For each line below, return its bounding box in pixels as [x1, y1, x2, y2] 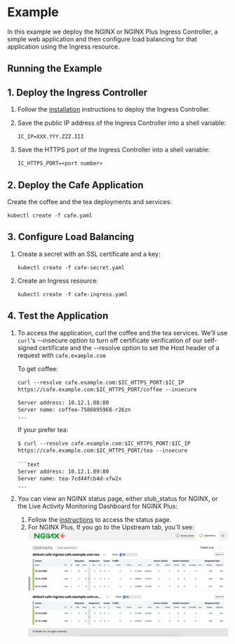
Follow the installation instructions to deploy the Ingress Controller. [17, 105, 210, 114]
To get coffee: [17, 364, 58, 373]
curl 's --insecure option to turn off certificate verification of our [17, 336, 203, 344]
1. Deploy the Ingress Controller [7, 86, 148, 98]
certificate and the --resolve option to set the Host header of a [39, 343, 220, 351]
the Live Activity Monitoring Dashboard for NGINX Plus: [17, 502, 177, 510]
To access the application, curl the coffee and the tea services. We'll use [17, 328, 228, 337]
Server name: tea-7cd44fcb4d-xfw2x [17, 475, 122, 482]
